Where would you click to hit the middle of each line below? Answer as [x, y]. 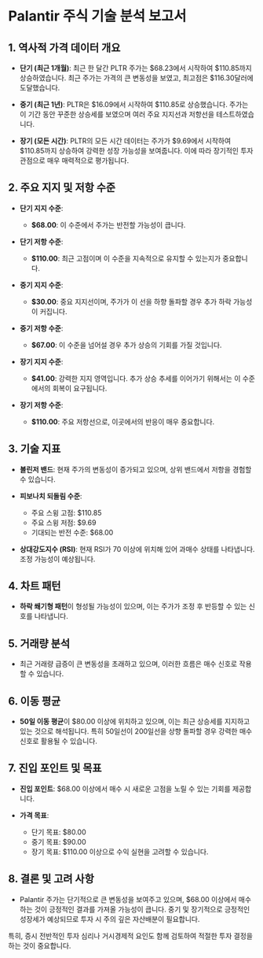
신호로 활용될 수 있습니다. [58, 742]
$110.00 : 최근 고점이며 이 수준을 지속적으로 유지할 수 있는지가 [126, 258]
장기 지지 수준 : [41, 361]
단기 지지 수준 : [41, 208]
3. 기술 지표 [35, 449]
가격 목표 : [34, 815]
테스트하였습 [235, 114]
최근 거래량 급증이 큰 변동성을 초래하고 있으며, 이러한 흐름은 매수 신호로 [128, 664]
